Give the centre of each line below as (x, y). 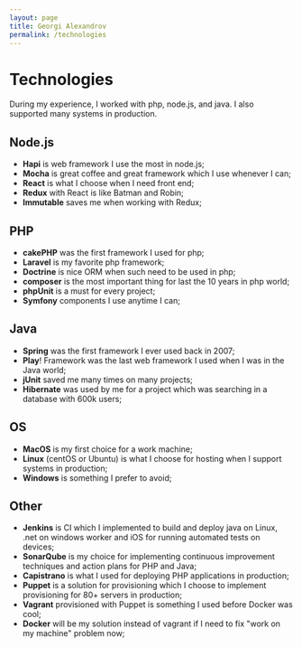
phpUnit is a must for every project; (89, 291)
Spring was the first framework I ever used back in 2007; (128, 351)
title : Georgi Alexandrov (58, 26)
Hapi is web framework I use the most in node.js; (113, 164)
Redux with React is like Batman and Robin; (103, 193)
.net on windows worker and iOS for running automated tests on (141, 538)
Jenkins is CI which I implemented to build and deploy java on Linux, (150, 528)
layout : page (34, 18)
